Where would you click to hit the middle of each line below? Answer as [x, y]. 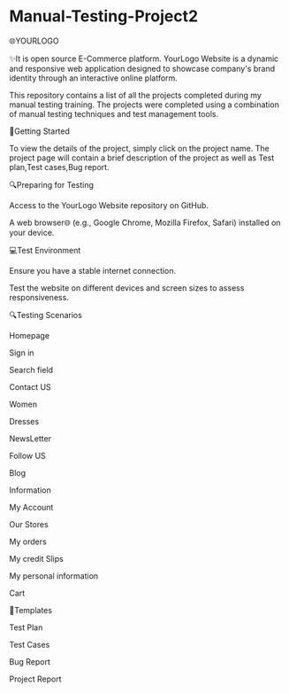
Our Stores [29, 524]
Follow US [27, 456]
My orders [28, 541]
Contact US [30, 386]
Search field [31, 370]
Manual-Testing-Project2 [104, 16]
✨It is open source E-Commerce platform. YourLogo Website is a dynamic [144, 58]
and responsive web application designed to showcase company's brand [142, 68]
